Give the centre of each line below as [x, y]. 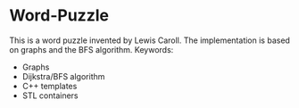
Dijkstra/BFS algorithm [63, 76]
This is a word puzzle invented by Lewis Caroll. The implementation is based [149, 40]
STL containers [50, 96]
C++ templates [50, 86]
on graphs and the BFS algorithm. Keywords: [91, 49]
